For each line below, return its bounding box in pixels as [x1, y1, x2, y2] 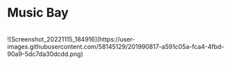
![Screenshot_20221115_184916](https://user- [7, 35, 135, 43]
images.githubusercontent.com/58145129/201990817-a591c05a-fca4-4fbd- [7, 42, 225, 50]
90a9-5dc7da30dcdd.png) [7, 50, 83, 58]
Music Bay [7, 5, 69, 21]
